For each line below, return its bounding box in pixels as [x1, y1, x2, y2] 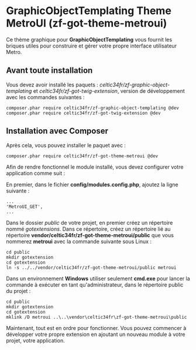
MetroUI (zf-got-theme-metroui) [6, 16, 167, 30]
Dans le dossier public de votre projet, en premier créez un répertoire [6, 219, 173, 226]
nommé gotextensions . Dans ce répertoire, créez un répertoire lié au [6, 225, 171, 233]
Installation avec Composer [6, 126, 108, 136]
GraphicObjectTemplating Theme [6, 4, 171, 18]
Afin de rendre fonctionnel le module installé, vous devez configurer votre [6, 163, 184, 170]
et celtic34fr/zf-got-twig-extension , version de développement [33, 87, 185, 95]
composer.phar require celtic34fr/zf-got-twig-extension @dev [6, 110, 161, 116]
